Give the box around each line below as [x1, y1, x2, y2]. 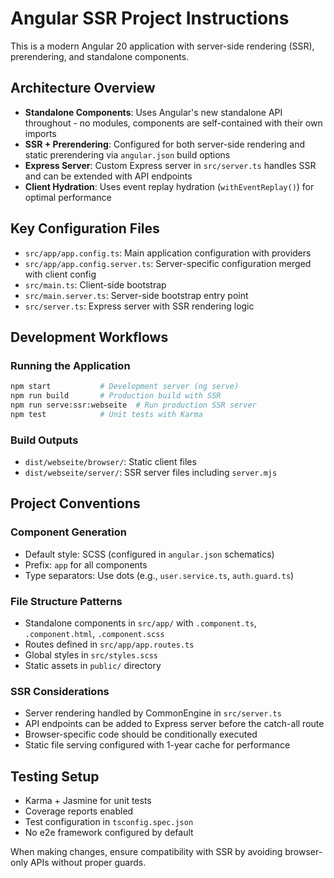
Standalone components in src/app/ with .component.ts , [24, 617, 257, 629]
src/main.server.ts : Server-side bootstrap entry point [24, 289, 249, 301]
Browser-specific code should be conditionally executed [24, 728, 258, 741]
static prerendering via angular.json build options [24, 148, 231, 161]
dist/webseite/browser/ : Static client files [24, 456, 197, 468]
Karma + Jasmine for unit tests [24, 795, 152, 807]
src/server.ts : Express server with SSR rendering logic [24, 300, 255, 312]
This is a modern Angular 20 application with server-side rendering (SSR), [10, 40, 315, 52]
